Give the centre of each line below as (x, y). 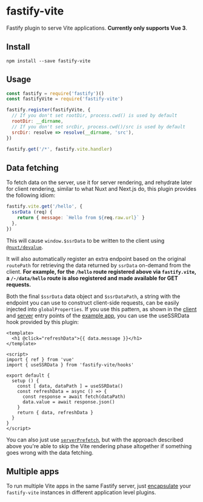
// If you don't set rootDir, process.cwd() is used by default (95, 116)
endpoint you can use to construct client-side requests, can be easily (93, 302)
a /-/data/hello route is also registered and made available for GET (92, 278)
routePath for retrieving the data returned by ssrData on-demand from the (98, 265)
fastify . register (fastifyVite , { (48, 110)
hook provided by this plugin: (43, 322)
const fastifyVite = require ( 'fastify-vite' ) (65, 99)
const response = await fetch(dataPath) (74, 397)
